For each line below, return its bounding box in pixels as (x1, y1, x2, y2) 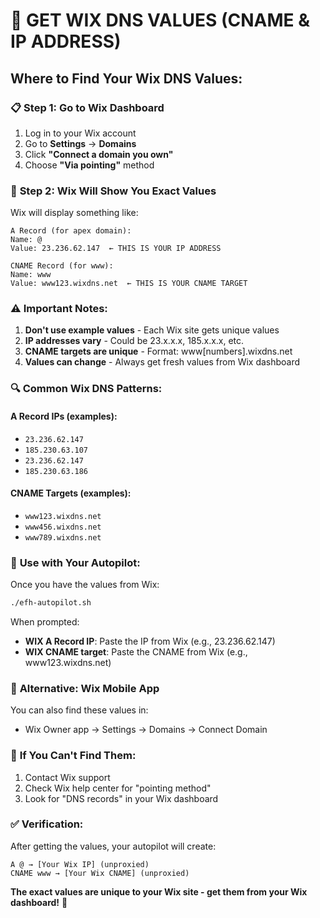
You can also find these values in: (10, 704, 149, 716)
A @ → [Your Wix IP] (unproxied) (10, 859, 150, 869)
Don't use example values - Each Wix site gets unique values (24, 324, 280, 336)
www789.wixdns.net (24, 532, 102, 543)
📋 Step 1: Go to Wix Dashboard (10, 100, 165, 114)
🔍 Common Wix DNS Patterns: (10, 382, 163, 396)
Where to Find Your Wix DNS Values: (10, 70, 243, 87)
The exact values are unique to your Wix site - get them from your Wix (10, 885, 308, 898)
